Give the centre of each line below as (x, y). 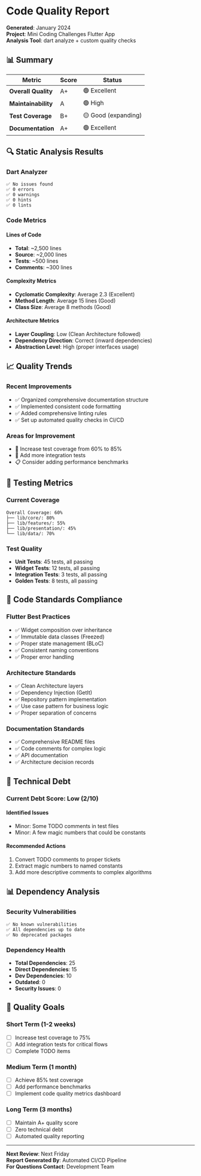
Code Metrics (26, 220)
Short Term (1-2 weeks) (41, 1024)
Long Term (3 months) (39, 1109)
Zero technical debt (39, 1129)
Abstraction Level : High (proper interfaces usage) (77, 347)
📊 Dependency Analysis (53, 892)
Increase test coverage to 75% (53, 1037)
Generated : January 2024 (38, 28)
